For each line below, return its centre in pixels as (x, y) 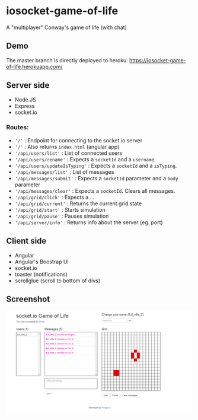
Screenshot (28, 299)
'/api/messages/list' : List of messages (64, 172)
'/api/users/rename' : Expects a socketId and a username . (85, 159)
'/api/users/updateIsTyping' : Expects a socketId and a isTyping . (96, 166)
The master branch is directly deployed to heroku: (67, 60)
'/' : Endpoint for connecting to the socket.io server (79, 140)
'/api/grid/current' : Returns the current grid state (78, 203)
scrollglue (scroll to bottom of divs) (58, 281)
